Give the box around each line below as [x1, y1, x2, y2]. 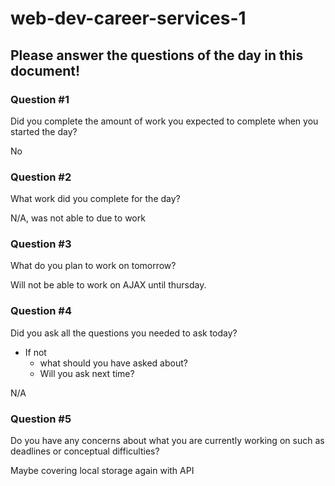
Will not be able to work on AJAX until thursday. [10, 279, 207, 291]
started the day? [10, 125, 78, 137]
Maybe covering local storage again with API [10, 465, 195, 477]
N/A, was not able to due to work [10, 212, 146, 224]
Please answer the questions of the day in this [10, 47, 304, 64]
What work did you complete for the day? [10, 193, 181, 205]
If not [24, 346, 47, 358]
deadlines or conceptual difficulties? [10, 445, 160, 457]
